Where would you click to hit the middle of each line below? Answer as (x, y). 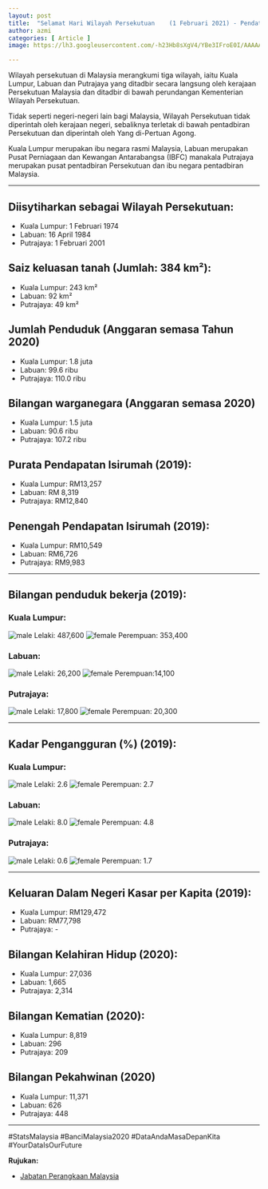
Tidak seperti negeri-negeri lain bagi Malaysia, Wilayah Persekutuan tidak (129, 116)
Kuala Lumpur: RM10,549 (61, 545)
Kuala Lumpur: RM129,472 (63, 912)
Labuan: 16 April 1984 (55, 234)
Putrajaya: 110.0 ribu (53, 378)
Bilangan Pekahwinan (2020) (82, 1077)
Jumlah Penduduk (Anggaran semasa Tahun (121, 330)
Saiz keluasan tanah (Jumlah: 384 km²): (110, 268)
